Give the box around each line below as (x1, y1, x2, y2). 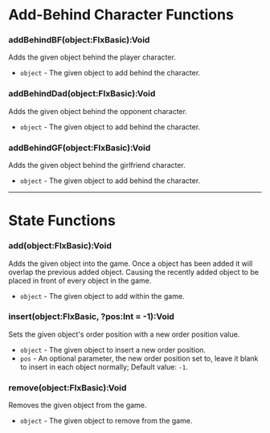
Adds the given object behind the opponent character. (8, 106, 187, 116)
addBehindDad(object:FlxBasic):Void (8, 88, 156, 100)
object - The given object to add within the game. (19, 291, 185, 300)
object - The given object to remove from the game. (19, 416, 193, 426)
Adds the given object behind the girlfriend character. (8, 161, 186, 170)
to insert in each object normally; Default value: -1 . (19, 362, 189, 371)
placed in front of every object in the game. (8, 276, 152, 285)
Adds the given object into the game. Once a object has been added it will (8, 259, 253, 268)
